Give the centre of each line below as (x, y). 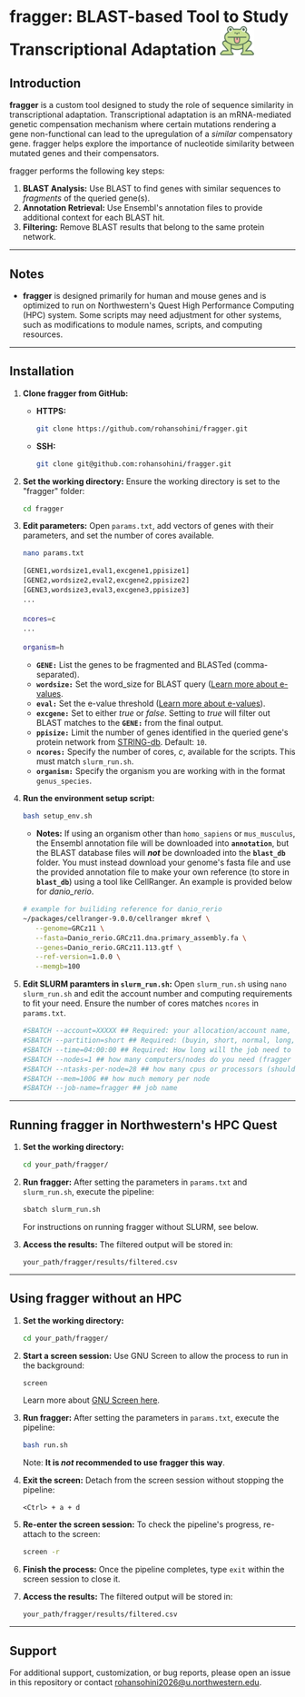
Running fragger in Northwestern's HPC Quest (143, 1125)
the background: (53, 1365)
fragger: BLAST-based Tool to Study (149, 17)
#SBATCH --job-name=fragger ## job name (100, 1088)
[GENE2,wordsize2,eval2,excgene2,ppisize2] (106, 581)
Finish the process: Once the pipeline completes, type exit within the (153, 1570)
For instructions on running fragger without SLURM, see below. (140, 1226)
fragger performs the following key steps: (87, 171)
